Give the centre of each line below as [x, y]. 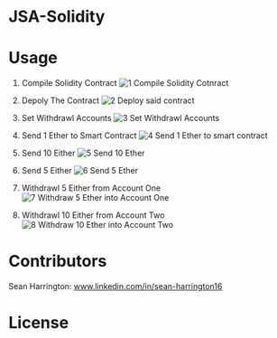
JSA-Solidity [57, 17]
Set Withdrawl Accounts [66, 118]
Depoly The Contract [60, 100]
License [39, 323]
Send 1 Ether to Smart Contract [79, 136]
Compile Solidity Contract [69, 83]
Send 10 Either [48, 153]
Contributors [58, 262]
